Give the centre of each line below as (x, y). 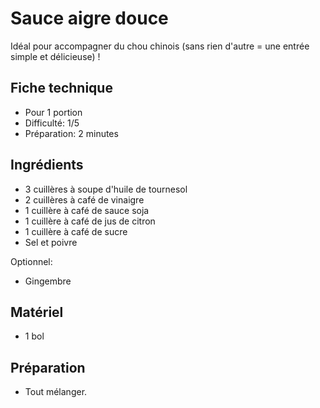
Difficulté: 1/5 (52, 123)
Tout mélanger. (56, 392)
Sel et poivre (51, 242)
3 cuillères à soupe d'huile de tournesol (106, 189)
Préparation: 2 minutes (71, 133)
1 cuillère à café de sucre (76, 231)
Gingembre (48, 281)
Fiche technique (61, 88)
